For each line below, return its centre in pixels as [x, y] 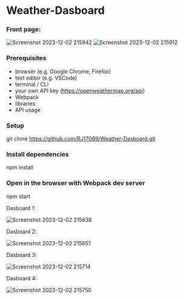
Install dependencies [38, 154]
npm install [20, 167]
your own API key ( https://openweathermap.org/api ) [80, 91]
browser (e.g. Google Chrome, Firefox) [63, 71]
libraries [25, 103]
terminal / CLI [32, 84]
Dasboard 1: [21, 208]
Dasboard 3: [22, 255]
